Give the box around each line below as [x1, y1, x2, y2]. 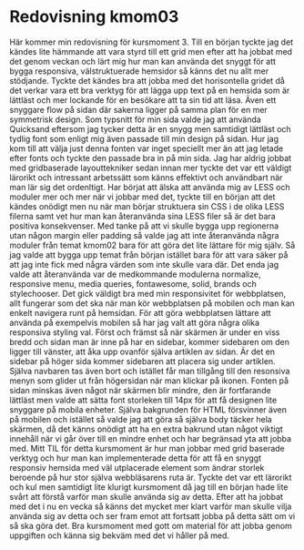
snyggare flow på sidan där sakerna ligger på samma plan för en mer [9, 104, 269, 115]
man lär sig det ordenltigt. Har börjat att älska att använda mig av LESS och [9, 181, 291, 192]
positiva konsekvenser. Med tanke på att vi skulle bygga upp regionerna [9, 220, 279, 231]
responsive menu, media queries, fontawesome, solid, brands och [9, 278, 257, 289]
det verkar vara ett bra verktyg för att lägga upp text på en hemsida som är [9, 85, 290, 96]
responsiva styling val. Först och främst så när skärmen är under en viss [9, 326, 280, 338]
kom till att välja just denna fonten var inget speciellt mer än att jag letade [9, 143, 284, 154]
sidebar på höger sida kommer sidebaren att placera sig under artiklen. [9, 355, 276, 366]
